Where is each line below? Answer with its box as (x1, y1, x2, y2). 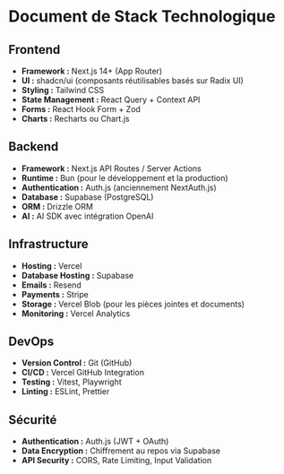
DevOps (8, 334, 55, 349)
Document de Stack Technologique (8, 6, 276, 27)
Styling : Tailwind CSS (21, 85, 105, 95)
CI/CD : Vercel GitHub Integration (21, 367, 145, 378)
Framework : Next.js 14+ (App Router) (21, 65, 163, 76)
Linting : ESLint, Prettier (21, 386, 110, 397)
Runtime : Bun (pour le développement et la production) (21, 172, 229, 183)
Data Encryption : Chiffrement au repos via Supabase (21, 445, 221, 456)
